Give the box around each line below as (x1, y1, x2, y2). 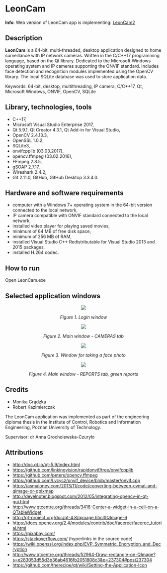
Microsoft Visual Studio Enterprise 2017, (12, 121, 94, 127)
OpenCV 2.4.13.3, (12, 132, 48, 138)
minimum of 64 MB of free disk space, (12, 229, 91, 234)
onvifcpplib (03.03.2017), (12, 148, 64, 154)
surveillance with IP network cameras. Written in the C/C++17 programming (5, 52, 160, 58)
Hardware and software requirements (5, 189, 124, 197)
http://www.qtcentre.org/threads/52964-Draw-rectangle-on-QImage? (12, 551, 156, 558)
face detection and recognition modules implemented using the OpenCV (5, 68, 154, 74)
